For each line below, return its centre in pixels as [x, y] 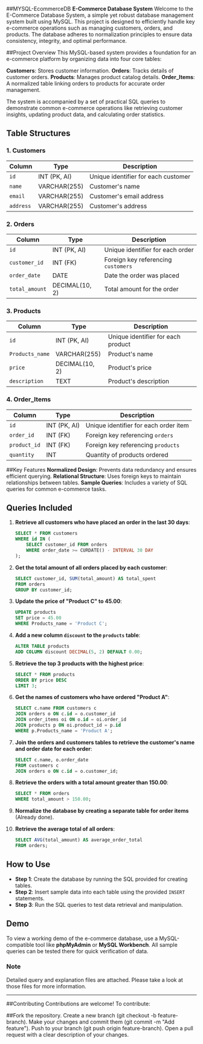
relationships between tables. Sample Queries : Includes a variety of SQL [97, 482]
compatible [20, 944]
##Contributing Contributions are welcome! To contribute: [79, 1004]
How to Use [28, 864]
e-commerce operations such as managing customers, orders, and [90, 28]
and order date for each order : [53, 749]
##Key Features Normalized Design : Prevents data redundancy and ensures [101, 469]
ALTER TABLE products [42, 646]
